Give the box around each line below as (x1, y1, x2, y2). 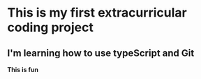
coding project (7, 19, 94, 35)
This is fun (7, 66, 38, 73)
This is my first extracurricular (7, 5, 187, 21)
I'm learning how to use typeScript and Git (7, 47, 195, 59)
